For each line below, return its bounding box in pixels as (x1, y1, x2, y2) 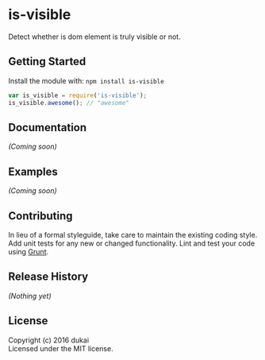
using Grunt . (8, 246, 49, 256)
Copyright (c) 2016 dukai (8, 335, 90, 345)
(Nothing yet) (8, 291, 52, 300)
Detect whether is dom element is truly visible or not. (8, 32, 181, 41)
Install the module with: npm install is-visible (8, 75, 164, 85)
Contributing (8, 209, 73, 223)
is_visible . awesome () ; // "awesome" (8, 99, 129, 106)
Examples (8, 165, 58, 178)
